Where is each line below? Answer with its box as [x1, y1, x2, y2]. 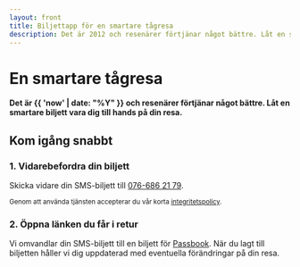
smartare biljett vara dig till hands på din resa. [9, 107, 183, 118]
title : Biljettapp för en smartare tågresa [9, 21, 174, 30]
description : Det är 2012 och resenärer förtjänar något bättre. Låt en [9, 29, 286, 38]
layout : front [9, 13, 62, 22]
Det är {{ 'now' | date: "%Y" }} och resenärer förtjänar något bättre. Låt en [9, 97, 290, 108]
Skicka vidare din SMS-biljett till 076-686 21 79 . [9, 180, 184, 190]
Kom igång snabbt [9, 133, 113, 148]
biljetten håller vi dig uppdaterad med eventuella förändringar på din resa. [9, 247, 279, 259]
